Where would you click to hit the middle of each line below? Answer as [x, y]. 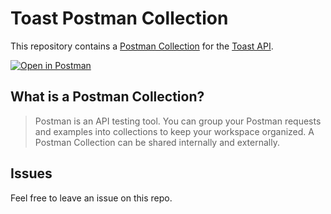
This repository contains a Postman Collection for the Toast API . [142, 46]
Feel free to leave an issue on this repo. [91, 198]
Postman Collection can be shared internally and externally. [157, 142]
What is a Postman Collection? [107, 97]
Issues [31, 173]
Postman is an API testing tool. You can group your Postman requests [178, 121]
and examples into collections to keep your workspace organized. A [174, 131]
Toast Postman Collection [119, 18]
